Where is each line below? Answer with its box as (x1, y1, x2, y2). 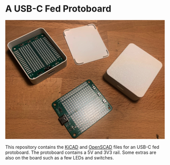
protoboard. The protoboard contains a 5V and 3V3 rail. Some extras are (5, 149, 157, 155)
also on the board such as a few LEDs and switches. (5, 155, 114, 161)
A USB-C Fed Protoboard (5, 3, 111, 15)
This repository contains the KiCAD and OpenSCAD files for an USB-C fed (5, 144, 159, 150)
